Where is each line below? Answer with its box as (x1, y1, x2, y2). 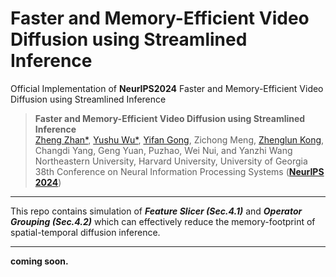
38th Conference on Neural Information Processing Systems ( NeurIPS (34, 165, 325, 177)
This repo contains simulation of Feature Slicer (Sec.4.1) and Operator (10, 205, 303, 217)
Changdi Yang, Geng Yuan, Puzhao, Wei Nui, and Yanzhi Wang (34, 144, 293, 156)
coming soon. (10, 255, 69, 267)
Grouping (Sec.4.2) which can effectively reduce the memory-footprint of (10, 215, 316, 227)
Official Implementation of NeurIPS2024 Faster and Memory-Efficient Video (10, 82, 324, 94)
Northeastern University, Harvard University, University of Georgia (34, 155, 308, 167)
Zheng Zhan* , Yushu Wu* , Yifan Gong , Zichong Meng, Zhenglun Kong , (34, 133, 325, 146)
